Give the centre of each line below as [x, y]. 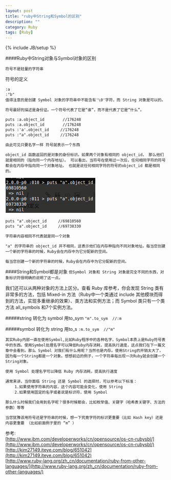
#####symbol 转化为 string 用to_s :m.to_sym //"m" [60, 329]
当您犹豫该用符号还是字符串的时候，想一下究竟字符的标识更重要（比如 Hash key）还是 [84, 418]
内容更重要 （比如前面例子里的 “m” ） [41, 423]
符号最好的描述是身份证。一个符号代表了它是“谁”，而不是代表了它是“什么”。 [75, 110]
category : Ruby [22, 27]
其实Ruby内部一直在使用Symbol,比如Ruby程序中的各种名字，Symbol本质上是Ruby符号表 [85, 340]
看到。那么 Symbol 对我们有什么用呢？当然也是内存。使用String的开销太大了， [90, 351]
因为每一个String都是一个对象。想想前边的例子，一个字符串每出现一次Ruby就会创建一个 [85, 356]
